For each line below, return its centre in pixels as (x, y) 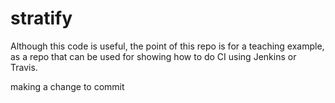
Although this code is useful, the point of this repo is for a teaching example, (167, 46)
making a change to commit (67, 86)
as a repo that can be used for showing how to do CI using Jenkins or (153, 56)
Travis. (24, 67)
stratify (41, 18)
